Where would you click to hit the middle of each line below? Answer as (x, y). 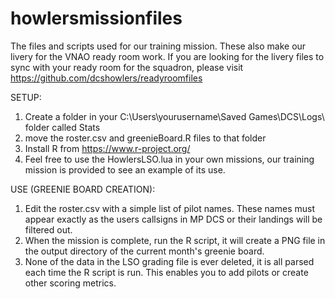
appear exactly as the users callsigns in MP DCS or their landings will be (173, 219)
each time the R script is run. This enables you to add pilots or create (166, 272)
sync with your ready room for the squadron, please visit (127, 67)
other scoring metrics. (70, 283)
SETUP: (26, 97)
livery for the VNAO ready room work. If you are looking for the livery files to (167, 56)
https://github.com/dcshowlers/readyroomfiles (106, 78)
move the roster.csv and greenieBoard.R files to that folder (145, 138)
